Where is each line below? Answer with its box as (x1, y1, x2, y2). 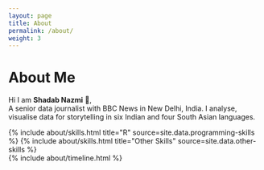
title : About (8, 19, 52, 27)
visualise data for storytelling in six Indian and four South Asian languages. (8, 112, 256, 122)
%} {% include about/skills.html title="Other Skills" (8, 136, 176, 146)
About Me (8, 69, 76, 87)
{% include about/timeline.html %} (8, 153, 123, 163)
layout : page (8, 11, 52, 20)
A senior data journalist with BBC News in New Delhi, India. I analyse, (8, 103, 237, 113)
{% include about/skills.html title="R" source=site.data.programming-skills (8, 127, 255, 137)
